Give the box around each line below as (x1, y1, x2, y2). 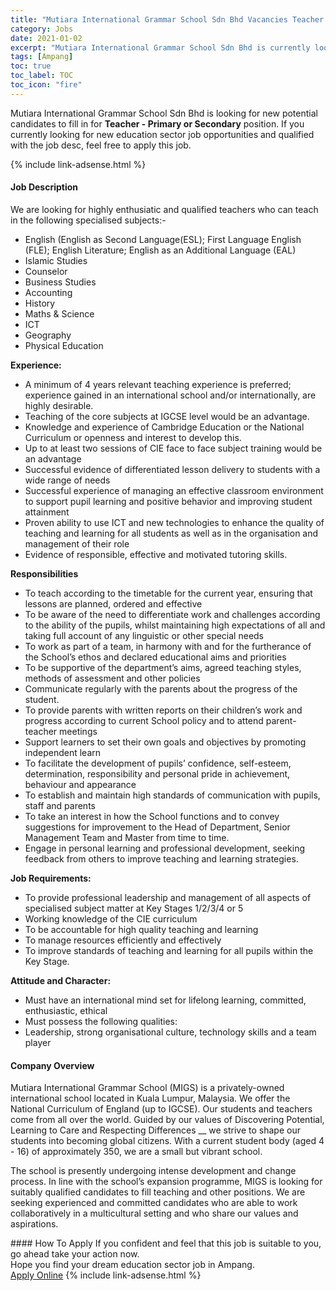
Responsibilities (10, 567, 79, 580)
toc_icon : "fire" (10, 80, 83, 90)
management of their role (24, 537, 130, 550)
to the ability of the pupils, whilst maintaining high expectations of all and (24, 619, 326, 631)
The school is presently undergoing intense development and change (10, 1165, 297, 1177)
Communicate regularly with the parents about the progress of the (24, 682, 298, 695)
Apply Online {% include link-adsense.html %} (10, 1269, 202, 1281)
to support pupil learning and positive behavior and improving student (24, 495, 313, 507)
